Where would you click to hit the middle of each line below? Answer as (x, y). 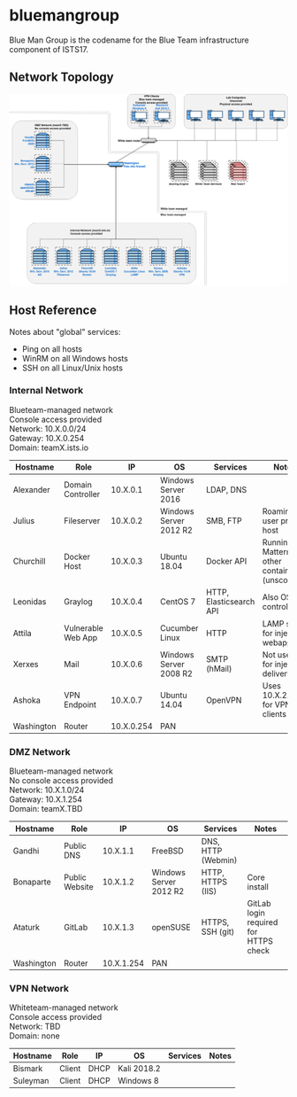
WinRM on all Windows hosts (75, 358)
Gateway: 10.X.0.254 (47, 438)
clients (274, 714)
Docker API (227, 561)
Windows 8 (138, 1081)
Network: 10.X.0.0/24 (48, 428)
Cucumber (179, 628)
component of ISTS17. (49, 49)
